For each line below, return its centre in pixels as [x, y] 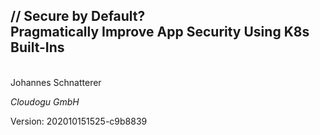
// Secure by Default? [78, 16]
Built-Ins [37, 47]
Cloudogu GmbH [45, 101]
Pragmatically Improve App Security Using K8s [160, 32]
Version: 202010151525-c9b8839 [79, 121]
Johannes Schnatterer [56, 82]
